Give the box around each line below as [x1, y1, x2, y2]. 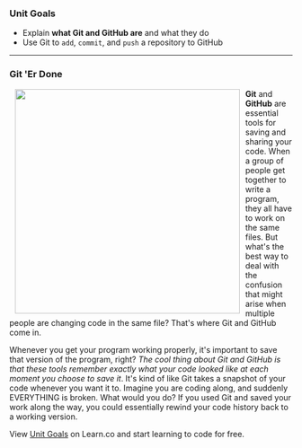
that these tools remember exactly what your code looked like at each [9, 363, 270, 374]
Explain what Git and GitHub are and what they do [22, 28, 209, 39]
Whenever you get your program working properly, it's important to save [9, 344, 278, 355]
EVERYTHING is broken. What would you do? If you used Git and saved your [9, 391, 292, 402]
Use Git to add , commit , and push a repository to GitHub [22, 37, 223, 48]
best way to [245, 250, 289, 261]
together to [245, 174, 287, 185]
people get [245, 164, 286, 175]
